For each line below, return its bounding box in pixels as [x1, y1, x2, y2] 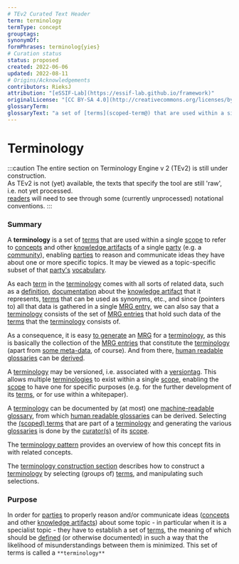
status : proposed [7, 57, 59, 64]
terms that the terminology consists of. [7, 317, 121, 326]
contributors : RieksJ [7, 83, 72, 90]
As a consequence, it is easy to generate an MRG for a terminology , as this [7, 331, 226, 339]
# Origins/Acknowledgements [7, 76, 91, 84]
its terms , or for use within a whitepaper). [7, 390, 129, 398]
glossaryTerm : [7, 103, 50, 110]
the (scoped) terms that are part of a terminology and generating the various [7, 419, 232, 427]
